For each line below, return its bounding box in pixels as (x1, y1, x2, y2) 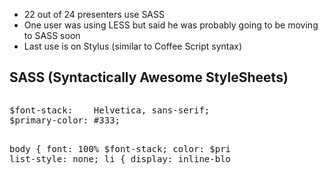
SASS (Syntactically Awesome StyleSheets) (9, 69, 289, 86)
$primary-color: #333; (9, 114, 121, 126)
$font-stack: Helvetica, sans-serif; (9, 104, 211, 116)
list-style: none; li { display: (9, 153, 174, 164)
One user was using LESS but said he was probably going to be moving (23, 19, 319, 31)
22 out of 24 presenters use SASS (23, 9, 165, 20)
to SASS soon (23, 30, 81, 41)
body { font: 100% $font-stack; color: (9, 143, 205, 154)
